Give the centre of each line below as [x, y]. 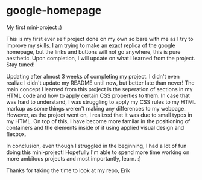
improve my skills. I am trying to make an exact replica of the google [91, 45]
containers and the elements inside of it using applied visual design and [95, 127]
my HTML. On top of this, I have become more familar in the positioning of [98, 121]
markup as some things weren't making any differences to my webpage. [96, 108]
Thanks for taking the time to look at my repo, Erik [68, 170]
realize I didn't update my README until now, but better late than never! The [100, 83]
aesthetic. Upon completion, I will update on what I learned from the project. [101, 58]
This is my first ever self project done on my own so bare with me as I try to [100, 39]
